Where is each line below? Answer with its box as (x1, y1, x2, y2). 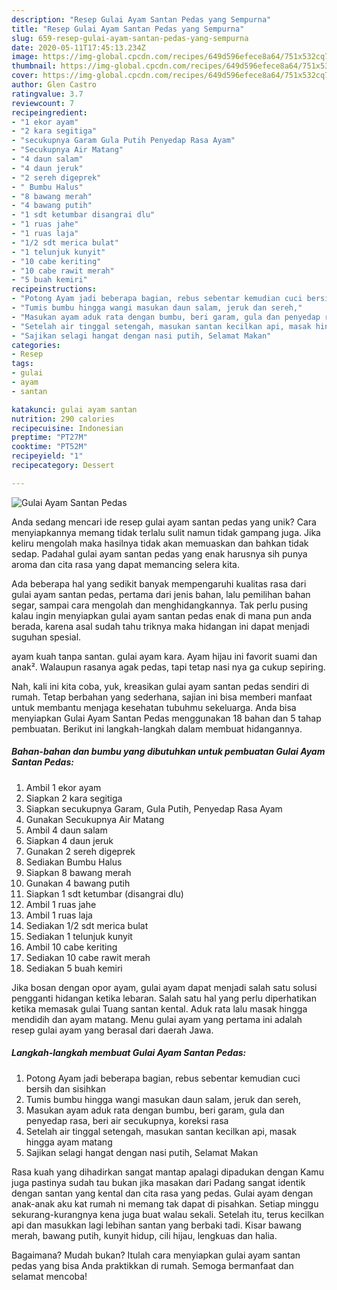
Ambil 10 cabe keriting (25, 941, 118, 953)
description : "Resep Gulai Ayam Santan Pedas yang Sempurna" (11, 14, 272, 25)
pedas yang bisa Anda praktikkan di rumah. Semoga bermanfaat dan (11, 1259, 294, 1271)
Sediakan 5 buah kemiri (25, 962, 123, 974)
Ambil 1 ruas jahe (25, 898, 97, 910)
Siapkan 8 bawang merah (25, 866, 132, 878)
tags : (11, 359, 34, 369)
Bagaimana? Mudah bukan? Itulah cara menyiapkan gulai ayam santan (11, 1249, 301, 1261)
